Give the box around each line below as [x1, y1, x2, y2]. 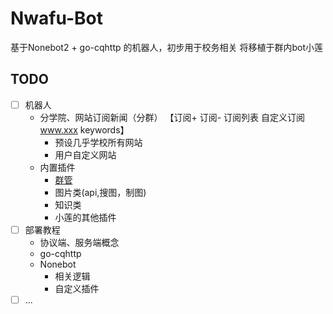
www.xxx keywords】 [39, 123, 130, 136]
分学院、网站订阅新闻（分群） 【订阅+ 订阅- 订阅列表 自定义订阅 [39, 111, 306, 123]
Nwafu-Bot [10, 7, 103, 30]
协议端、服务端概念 [39, 236, 120, 248]
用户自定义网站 [54, 148, 117, 161]
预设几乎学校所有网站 [54, 136, 143, 148]
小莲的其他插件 [54, 211, 117, 223]
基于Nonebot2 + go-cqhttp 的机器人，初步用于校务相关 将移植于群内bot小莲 [10, 41, 324, 53]
